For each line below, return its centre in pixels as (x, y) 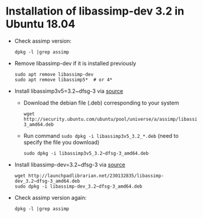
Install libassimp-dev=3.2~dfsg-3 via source (70, 165)
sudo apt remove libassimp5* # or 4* (63, 80)
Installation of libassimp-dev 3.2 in (95, 11)
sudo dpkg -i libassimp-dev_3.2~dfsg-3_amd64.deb (78, 186)
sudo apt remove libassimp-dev (54, 74)
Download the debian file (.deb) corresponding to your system (101, 103)
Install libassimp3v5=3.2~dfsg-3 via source (69, 91)
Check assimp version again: (51, 197)
